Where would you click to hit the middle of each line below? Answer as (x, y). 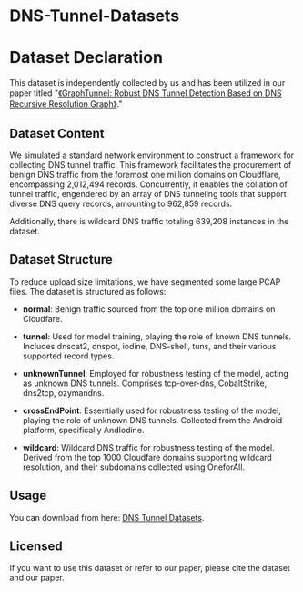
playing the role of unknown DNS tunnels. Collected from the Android (152, 420)
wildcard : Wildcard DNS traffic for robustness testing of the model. (148, 447)
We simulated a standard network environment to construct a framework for (152, 155)
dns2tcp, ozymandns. (63, 392)
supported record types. (68, 356)
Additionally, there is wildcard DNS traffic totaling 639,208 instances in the (149, 221)
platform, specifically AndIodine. (83, 430)
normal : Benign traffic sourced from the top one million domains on (149, 309)
